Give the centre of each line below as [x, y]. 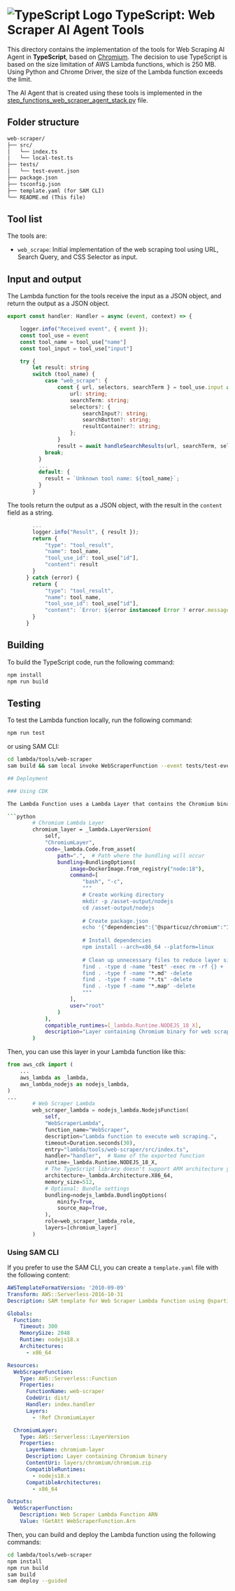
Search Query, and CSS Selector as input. [77, 257]
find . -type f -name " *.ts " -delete [137, 980]
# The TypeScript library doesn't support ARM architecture [134, 1169]
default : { [54, 472]
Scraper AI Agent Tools [76, 30]
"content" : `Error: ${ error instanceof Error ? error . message [137, 611]
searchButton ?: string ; [117, 420]
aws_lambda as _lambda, [55, 1077]
